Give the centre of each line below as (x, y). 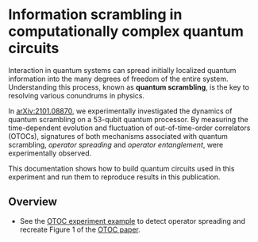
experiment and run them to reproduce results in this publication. (114, 177)
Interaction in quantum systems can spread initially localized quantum (122, 70)
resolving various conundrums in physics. (77, 95)
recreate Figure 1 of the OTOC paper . (80, 229)
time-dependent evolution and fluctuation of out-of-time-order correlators (129, 128)
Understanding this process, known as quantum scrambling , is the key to (129, 87)
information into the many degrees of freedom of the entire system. (118, 79)
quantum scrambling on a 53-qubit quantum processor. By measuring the (128, 119)
